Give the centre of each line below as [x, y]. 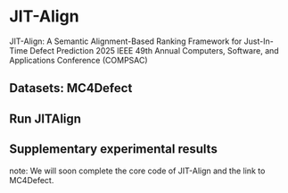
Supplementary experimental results [114, 149]
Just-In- [259, 41]
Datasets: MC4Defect [71, 88]
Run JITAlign [45, 118]
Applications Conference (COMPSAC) [79, 60]
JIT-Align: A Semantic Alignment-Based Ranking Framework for [126, 41]
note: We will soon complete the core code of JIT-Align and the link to [137, 171]
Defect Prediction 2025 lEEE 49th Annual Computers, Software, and [154, 50]
